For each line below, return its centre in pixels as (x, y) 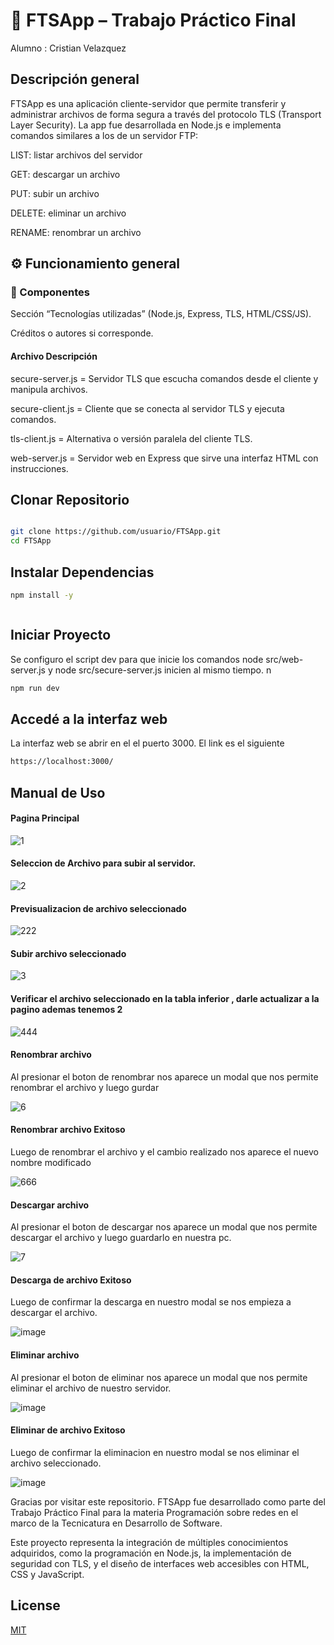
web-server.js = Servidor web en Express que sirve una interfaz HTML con (164, 458)
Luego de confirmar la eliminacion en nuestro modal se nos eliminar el (155, 1452)
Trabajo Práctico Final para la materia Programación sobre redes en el (154, 1512)
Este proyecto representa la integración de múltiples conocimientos (149, 1542)
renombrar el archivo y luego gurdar (85, 1087)
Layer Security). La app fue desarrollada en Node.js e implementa (146, 125)
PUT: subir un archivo (55, 193)
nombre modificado (51, 1163)
